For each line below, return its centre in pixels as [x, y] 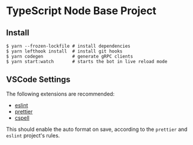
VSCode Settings [38, 80]
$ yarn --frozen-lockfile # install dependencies [68, 46]
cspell [22, 118]
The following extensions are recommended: [60, 94]
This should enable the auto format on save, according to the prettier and [97, 129]
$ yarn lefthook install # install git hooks [64, 51]
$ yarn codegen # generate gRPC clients [70, 57]
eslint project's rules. [33, 135]
